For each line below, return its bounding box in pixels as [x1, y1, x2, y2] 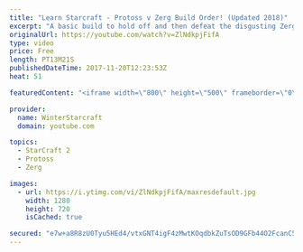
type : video [9, 38, 54, 48]
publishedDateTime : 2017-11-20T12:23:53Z [9, 64, 168, 73]
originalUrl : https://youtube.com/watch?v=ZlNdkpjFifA [9, 30, 220, 39]
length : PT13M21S [9, 55, 75, 64]
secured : [9, 229, 42, 238]
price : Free [9, 47, 54, 56]
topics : [9, 137, 39, 147]
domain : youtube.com [17, 121, 95, 131]
